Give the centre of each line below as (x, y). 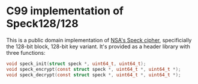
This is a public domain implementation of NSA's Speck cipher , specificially (99, 40)
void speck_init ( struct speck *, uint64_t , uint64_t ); (76, 64)
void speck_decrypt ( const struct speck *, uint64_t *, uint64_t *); (94, 75)
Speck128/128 (43, 24)
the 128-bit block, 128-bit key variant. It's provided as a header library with (98, 46)
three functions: (26, 52)
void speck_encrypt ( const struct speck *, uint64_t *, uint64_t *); (94, 69)
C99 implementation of (65, 11)
